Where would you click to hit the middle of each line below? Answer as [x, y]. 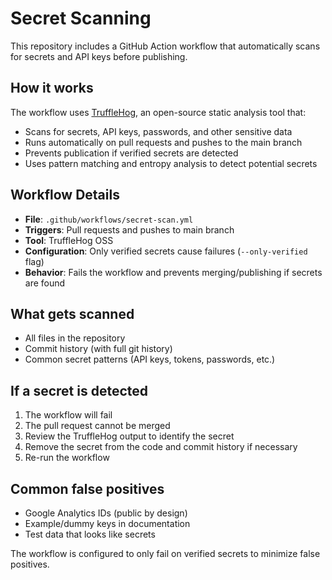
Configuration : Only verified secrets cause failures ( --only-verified [166, 251]
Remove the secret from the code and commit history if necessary [161, 447]
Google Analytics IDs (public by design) [106, 513]
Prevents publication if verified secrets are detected [131, 153]
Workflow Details [65, 195]
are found [45, 283]
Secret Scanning [81, 18]
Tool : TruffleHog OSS [69, 240]
